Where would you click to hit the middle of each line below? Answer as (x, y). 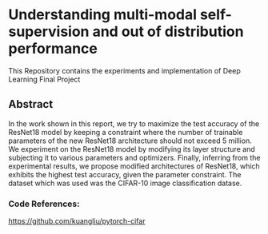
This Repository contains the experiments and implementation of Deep (125, 70)
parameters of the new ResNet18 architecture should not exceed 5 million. (130, 141)
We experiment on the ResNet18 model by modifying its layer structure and (132, 149)
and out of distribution (168, 32)
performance (53, 49)
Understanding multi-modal (103, 15)
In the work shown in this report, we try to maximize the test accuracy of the (134, 123)
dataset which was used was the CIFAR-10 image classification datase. (125, 183)
